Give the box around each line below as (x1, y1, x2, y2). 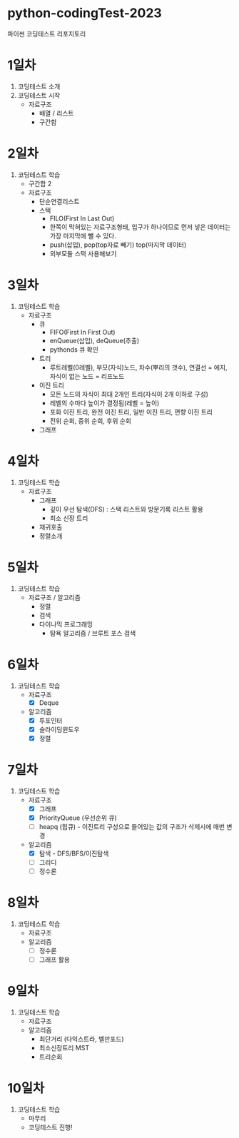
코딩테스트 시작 (17, 91, 61, 99)
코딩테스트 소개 (17, 82, 61, 91)
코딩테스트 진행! (28, 1123, 73, 1132)
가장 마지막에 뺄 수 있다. (49, 231, 116, 240)
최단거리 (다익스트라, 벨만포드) (39, 1035, 124, 1043)
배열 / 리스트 (39, 108, 74, 117)
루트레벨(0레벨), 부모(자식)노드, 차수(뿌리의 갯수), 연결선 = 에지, (49, 362, 228, 372)
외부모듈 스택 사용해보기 (49, 249, 117, 258)
